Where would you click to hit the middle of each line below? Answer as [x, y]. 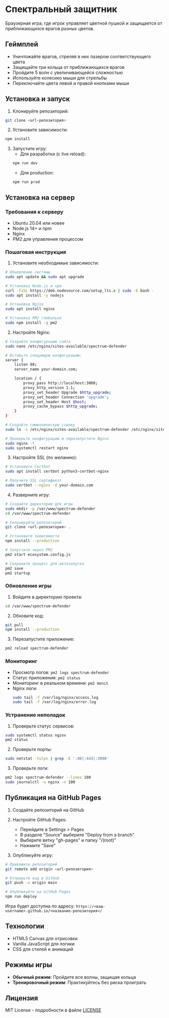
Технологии [25, 926]
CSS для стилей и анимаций [43, 949]
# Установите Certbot [28, 467]
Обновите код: [28, 616]
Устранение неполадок [35, 715]
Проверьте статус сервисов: [43, 726]
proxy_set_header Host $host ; [55, 402]
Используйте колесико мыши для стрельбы [60, 78]
